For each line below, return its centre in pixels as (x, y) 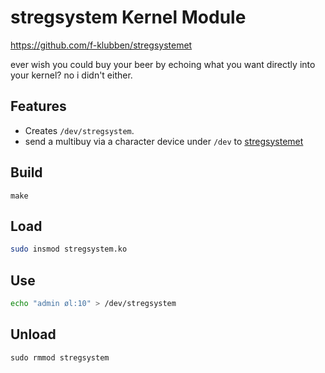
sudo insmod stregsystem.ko (69, 249)
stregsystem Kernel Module (128, 17)
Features (38, 106)
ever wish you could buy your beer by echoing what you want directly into (163, 64)
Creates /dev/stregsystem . (79, 130)
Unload (33, 334)
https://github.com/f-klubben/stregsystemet (101, 45)
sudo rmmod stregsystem (60, 357)
